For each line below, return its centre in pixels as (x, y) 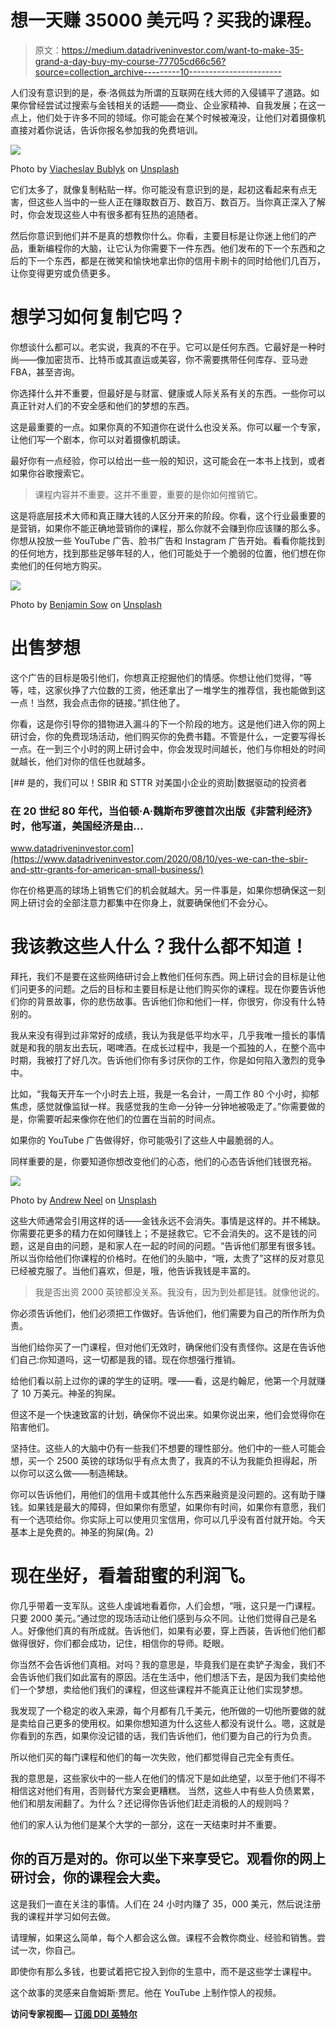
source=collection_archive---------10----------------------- (158, 72)
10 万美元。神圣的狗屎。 (71, 1393)
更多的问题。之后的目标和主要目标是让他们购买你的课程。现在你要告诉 (172, 989)
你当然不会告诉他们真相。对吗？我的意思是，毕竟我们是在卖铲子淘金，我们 (163, 1664)
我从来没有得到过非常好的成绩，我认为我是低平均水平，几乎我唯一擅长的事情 (168, 1035)
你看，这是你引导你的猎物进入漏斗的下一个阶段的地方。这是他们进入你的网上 (168, 723)
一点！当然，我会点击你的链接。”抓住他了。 (98, 702)
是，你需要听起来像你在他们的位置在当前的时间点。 (115, 1119)
